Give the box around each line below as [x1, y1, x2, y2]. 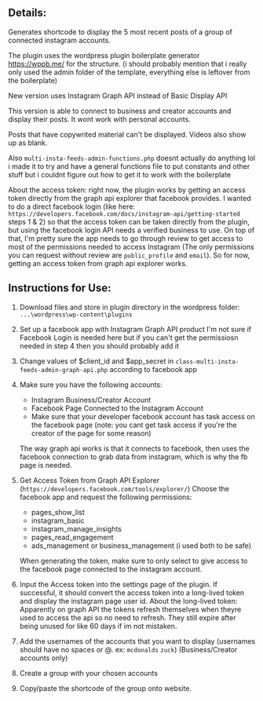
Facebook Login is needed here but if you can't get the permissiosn [19, 333, 239, 342]
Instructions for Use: [8, 282, 111, 295]
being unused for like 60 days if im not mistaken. [19, 621, 177, 630]
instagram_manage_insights [31, 524, 122, 533]
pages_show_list [31, 507, 85, 517]
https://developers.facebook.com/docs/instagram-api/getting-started [8, 210, 241, 218]
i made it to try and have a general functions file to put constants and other [8, 161, 250, 171]
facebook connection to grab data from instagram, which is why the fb [19, 451, 248, 462]
